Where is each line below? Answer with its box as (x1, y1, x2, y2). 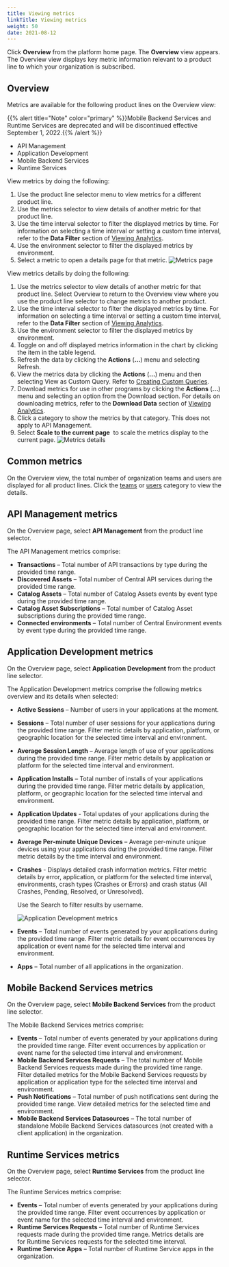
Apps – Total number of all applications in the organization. (16, 962, 183, 970)
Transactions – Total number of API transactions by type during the (16, 560, 208, 568)
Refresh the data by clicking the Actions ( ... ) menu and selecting (16, 356, 200, 364)
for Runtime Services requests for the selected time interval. (16, 1237, 187, 1246)
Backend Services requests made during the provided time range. (16, 1063, 203, 1071)
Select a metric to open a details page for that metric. (16, 256, 167, 264)
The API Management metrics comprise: (7, 547, 121, 555)
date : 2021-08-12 (7, 29, 57, 36)
